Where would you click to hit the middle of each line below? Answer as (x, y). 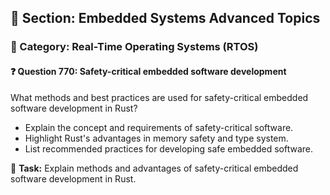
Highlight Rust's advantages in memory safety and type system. (156, 138)
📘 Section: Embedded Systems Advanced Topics (165, 18)
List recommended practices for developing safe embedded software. (169, 148)
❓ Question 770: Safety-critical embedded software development (148, 71)
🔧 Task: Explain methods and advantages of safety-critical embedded (154, 168)
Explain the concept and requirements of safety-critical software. (159, 127)
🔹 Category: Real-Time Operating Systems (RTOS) (134, 47)
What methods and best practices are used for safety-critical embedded (159, 97)
